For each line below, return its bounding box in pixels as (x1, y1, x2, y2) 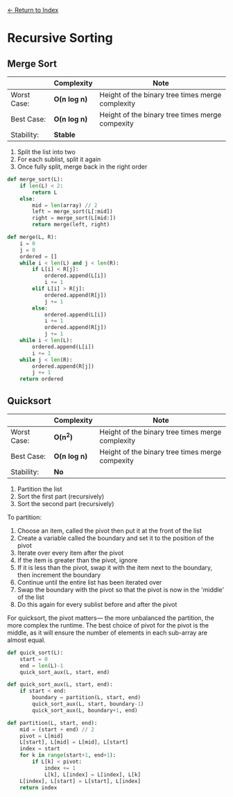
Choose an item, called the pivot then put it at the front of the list (17, 526, 202, 535)
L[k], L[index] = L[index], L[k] (44, 771, 141, 778)
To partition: (7, 513, 42, 521)
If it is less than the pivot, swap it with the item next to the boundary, (17, 563, 213, 571)
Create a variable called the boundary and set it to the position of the (17, 534, 214, 542)
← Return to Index (7, 6, 59, 14)
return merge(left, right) (32, 221, 110, 228)
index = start (19, 746, 60, 753)
